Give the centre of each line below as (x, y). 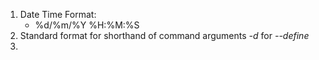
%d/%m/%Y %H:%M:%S (87, 25)
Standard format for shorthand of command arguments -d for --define (164, 35)
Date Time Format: (58, 14)
